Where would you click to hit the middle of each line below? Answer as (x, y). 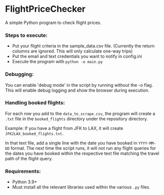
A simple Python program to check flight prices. (53, 23)
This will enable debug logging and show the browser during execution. (77, 90)
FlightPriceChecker (45, 9)
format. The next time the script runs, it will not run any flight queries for (83, 148)
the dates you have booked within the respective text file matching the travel (82, 153)
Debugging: (20, 74)
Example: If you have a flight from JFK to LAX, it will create (64, 128)
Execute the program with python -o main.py (57, 62)
